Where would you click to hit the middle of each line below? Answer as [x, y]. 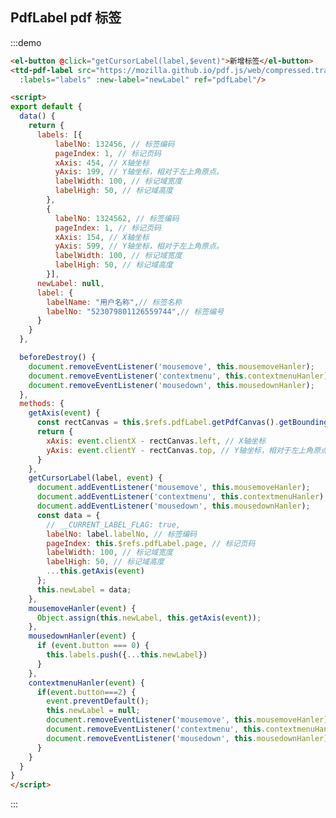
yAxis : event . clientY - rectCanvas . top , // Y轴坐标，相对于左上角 [180, 450]
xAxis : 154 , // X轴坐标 [102, 237]
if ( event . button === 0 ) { [93, 646]
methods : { [42, 404]
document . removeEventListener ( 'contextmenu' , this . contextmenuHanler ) [178, 376]
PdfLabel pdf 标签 [66, 18]
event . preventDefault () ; [98, 701]
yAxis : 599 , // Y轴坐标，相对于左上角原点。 [139, 246]
